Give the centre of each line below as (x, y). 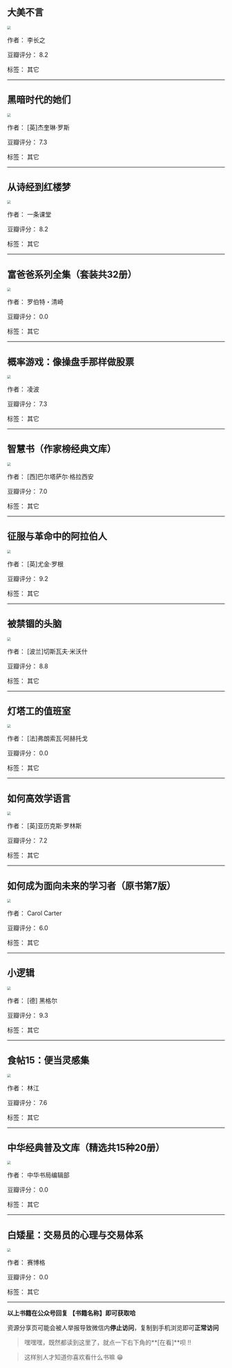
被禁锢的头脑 (35, 624)
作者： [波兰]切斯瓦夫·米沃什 (48, 651)
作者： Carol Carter (35, 913)
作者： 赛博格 (26, 1263)
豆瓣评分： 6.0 (28, 928)
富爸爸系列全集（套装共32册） (72, 274)
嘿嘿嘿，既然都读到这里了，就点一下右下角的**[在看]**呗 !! (108, 1342)
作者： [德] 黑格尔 (32, 1000)
